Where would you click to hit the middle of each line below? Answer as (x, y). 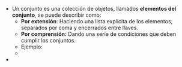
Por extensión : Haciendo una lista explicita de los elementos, (97, 21)
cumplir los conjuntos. (48, 40)
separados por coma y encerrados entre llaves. (79, 28)
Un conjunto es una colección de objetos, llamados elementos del (94, 9)
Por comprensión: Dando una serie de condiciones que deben (99, 34)
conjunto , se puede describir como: (56, 15)
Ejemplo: (32, 47)
